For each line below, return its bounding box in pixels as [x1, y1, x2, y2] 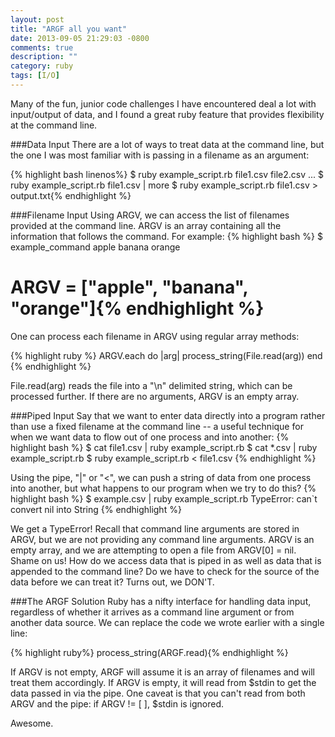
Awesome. [10, 717, 54, 729]
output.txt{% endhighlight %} [10, 189, 132, 201]
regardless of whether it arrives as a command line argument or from [10, 606, 295, 618]
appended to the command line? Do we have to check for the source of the [10, 565, 320, 577]
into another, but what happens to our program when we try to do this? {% [10, 482, 317, 494]
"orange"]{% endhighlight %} [10, 297, 265, 320]
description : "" [10, 52, 78, 62]
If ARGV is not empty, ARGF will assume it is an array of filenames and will [10, 666, 315, 678]
